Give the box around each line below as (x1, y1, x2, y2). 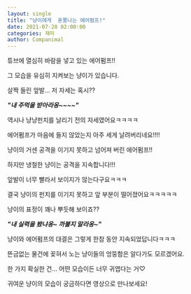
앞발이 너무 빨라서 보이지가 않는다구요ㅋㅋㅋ (7, 176, 127, 184)
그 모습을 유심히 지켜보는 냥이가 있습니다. (7, 71, 120, 80)
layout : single (7, 10, 52, 17)
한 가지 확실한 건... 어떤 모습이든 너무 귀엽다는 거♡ (7, 265, 146, 273)
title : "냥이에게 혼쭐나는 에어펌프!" (7, 17, 106, 24)
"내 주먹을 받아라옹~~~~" (7, 101, 79, 109)
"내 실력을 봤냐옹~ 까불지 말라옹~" (7, 220, 102, 228)
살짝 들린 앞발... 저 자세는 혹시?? (7, 86, 96, 94)
